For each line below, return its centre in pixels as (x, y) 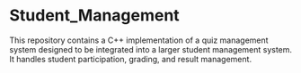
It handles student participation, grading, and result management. (131, 59)
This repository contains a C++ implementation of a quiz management (139, 40)
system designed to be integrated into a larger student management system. (151, 49)
